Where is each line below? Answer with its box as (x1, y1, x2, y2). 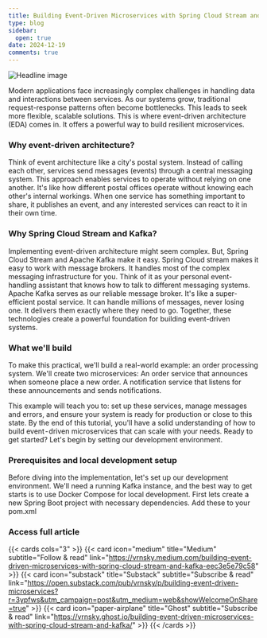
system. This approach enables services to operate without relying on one (8, 174, 252, 184)
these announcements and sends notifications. (8, 385, 162, 395)
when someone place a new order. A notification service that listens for (8, 377, 242, 387)
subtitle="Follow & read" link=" (8, 553, 110, 562)
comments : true (8, 49, 59, 56)
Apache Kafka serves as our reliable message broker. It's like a (8, 288, 215, 298)
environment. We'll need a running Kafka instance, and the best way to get (8, 481, 253, 491)
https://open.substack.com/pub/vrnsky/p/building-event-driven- (27, 578, 239, 588)
